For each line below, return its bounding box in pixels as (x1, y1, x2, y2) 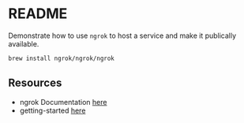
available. (8, 39, 39, 48)
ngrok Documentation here (19, 97, 107, 106)
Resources (8, 76, 62, 90)
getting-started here (19, 106, 86, 115)
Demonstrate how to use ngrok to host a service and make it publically (8, 31, 237, 40)
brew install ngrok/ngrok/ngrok (8, 54, 114, 62)
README (8, 5, 68, 23)
